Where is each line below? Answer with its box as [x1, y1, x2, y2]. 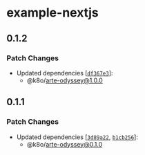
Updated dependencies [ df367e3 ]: [16, 69, 113, 77]
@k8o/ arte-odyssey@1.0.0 [26, 76, 103, 84]
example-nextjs [6, 5, 99, 21]
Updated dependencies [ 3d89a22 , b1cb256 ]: [16, 133, 139, 141]
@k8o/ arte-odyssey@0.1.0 [26, 140, 103, 148]
